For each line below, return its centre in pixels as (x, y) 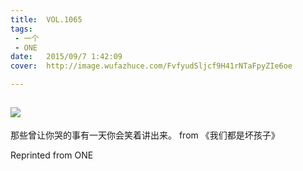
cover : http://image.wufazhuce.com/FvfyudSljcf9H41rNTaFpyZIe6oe (151, 66)
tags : (21, 29)
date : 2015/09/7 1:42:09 (66, 57)
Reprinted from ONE (52, 155)
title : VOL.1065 (46, 19)
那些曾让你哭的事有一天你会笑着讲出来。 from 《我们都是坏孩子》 (145, 135)
